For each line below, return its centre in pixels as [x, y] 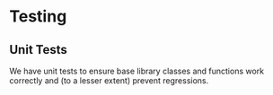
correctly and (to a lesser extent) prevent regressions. [109, 81]
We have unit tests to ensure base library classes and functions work [137, 71]
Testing [38, 17]
